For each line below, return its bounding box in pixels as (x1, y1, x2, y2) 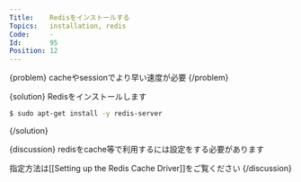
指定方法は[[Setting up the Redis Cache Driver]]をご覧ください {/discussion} (9, 163, 292, 173)
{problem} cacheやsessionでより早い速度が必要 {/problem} (9, 73, 229, 83)
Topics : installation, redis (9, 22, 127, 30)
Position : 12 (9, 47, 58, 56)
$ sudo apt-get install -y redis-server (9, 109, 164, 118)
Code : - (9, 30, 54, 39)
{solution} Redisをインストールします (9, 91, 147, 102)
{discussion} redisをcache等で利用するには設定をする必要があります (9, 144, 265, 154)
